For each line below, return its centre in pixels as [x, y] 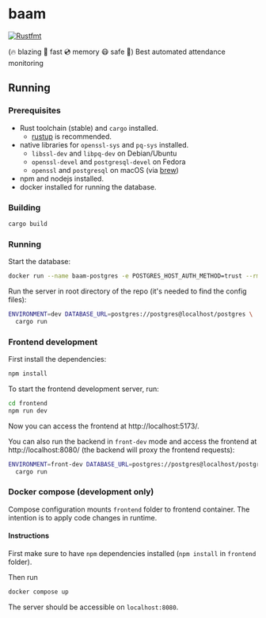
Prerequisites [34, 110]
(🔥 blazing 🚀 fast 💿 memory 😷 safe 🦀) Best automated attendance [117, 52]
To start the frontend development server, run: [84, 389]
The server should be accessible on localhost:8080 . [93, 607]
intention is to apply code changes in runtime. [83, 517]
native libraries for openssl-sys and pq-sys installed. [104, 144]
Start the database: [40, 262]
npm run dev [28, 411]
